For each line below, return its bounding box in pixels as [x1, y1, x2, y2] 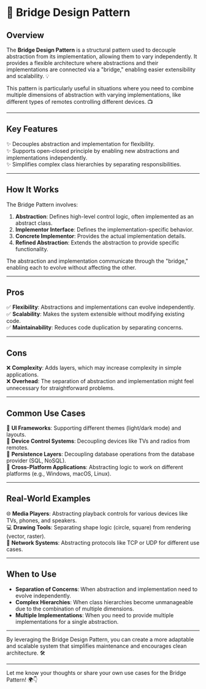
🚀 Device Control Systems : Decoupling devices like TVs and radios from [6, 437, 190, 445]
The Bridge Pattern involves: [6, 201, 78, 208]
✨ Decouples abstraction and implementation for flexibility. [6, 140, 155, 147]
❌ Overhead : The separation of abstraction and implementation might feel [6, 378, 194, 385]
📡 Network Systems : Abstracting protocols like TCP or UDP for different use [6, 539, 200, 546]
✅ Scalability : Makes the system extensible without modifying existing [6, 310, 185, 318]
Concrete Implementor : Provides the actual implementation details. [15, 232, 186, 239]
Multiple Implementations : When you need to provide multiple [15, 611, 174, 619]
